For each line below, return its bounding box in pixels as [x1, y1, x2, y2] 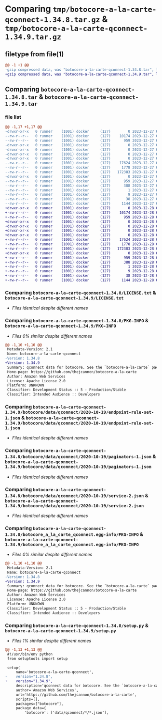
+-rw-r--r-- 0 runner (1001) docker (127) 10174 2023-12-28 [5, 210, 154, 215]
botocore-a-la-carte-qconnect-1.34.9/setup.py [5, 628, 117, 633]
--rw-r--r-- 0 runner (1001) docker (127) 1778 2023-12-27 [5, 165, 154, 170]
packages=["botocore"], [15, 701, 64, 706]
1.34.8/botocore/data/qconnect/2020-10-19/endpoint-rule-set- [5, 409, 154, 415]
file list [5, 113, 22, 120]
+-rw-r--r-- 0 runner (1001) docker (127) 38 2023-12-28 [5, 273, 154, 278]
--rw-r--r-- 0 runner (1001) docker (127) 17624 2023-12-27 [5, 161, 154, 166]
